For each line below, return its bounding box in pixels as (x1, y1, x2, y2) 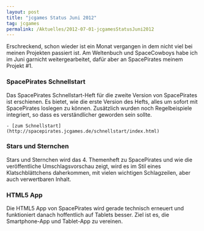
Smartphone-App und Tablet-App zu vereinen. (6, 218, 123, 225)
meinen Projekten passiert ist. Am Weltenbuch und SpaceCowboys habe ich (6, 50, 198, 57)
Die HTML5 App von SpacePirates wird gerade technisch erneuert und (6, 205, 184, 212)
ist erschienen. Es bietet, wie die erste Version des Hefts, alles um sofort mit (6, 98, 198, 105)
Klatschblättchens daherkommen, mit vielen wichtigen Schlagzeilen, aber (6, 169, 191, 176)
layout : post (6, 9, 40, 15)
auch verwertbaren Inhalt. (6, 175, 71, 183)
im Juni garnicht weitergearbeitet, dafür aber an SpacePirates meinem (6, 56, 183, 63)
